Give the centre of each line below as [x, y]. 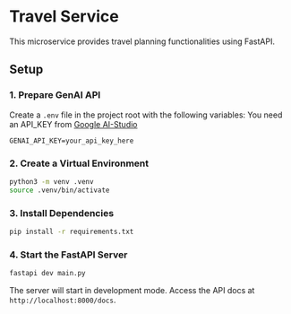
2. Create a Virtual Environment [79, 163]
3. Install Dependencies [62, 213]
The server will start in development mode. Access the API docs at [132, 291]
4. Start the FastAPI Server [68, 255]
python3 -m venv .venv [51, 181]
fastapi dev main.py [48, 274]
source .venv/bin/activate [60, 190]
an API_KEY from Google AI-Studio [73, 124]
